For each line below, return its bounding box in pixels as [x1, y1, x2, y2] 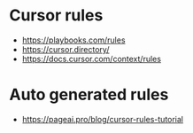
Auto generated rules [9, 85, 169, 105]
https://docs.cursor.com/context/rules [21, 53, 162, 64]
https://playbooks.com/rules [21, 35, 126, 45]
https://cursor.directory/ [21, 43, 110, 54]
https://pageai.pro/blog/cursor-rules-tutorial [21, 113, 184, 124]
